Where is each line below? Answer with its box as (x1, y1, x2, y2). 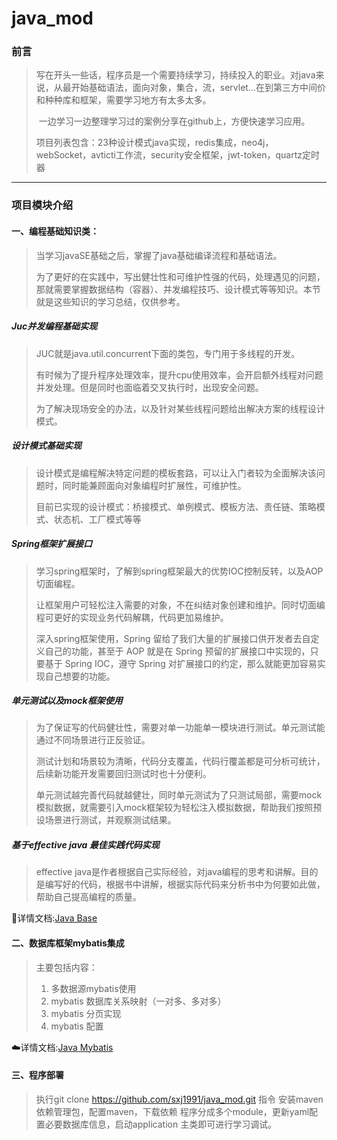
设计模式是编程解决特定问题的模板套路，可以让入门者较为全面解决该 (35, 467, 317, 479)
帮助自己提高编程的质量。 (35, 891, 142, 903)
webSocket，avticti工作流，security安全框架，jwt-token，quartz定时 (35, 149, 320, 161)
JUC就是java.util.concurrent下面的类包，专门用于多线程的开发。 (35, 347, 301, 359)
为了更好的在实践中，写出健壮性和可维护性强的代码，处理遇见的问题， (35, 270, 326, 282)
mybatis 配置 (50, 1020, 104, 1032)
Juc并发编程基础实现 (11, 320, 98, 332)
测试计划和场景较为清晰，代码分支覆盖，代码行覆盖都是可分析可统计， (35, 755, 326, 767)
